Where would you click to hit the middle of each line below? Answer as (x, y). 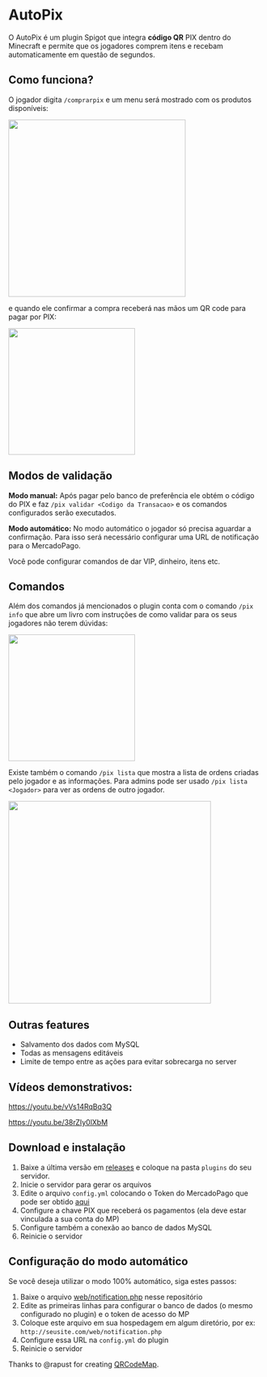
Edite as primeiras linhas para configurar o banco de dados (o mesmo (136, 1305)
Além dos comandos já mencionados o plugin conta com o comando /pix (131, 606)
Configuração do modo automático (98, 1262)
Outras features (49, 1025)
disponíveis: (28, 108)
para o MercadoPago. (44, 545)
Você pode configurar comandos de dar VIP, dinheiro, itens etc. (114, 561)
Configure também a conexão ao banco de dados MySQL (116, 1227)
